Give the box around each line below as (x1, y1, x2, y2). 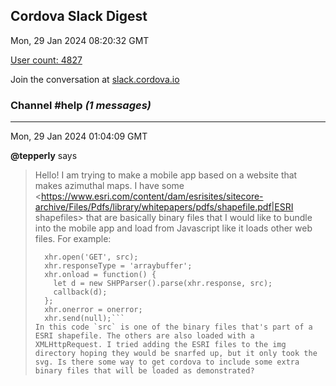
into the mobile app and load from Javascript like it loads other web (34, 222, 313, 234)
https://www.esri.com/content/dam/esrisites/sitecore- (41, 190, 264, 203)
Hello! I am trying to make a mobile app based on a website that (34, 169, 298, 181)
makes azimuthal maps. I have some (34, 180, 185, 192)
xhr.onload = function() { (44, 270, 157, 280)
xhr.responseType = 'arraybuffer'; (44, 261, 193, 271)
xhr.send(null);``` (44, 314, 125, 324)
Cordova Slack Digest (10, 8, 148, 25)
